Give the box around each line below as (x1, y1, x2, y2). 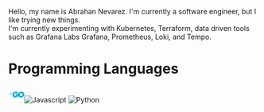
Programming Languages (8, 60, 179, 78)
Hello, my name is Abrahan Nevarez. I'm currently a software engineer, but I (8, 7, 257, 16)
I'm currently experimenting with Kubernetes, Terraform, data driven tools (8, 24, 250, 33)
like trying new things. (8, 15, 81, 25)
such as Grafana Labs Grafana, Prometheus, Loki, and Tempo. (8, 32, 212, 41)
